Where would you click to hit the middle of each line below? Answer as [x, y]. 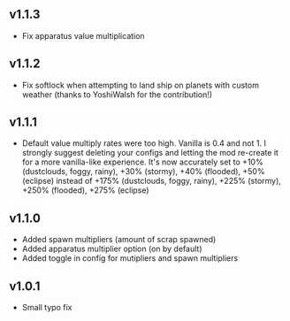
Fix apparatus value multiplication [83, 35]
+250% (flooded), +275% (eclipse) [85, 190]
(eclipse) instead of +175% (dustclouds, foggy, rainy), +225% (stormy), [151, 181]
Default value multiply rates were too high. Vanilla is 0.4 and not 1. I [144, 143]
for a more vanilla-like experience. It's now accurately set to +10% [142, 162]
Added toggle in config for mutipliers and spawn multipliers [130, 258]
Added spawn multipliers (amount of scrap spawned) [119, 240]
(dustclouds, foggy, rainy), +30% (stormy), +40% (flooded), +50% [143, 172]
